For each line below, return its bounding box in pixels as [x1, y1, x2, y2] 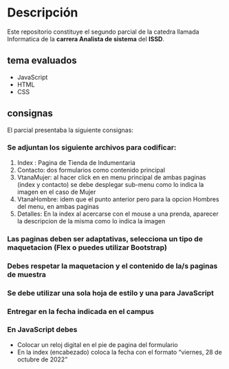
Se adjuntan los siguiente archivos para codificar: [7, 143, 177, 153]
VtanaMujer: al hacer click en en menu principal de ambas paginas [17, 173, 206, 181]
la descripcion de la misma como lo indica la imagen [17, 216, 166, 225]
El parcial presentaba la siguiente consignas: [7, 126, 134, 134]
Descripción [7, 5, 78, 21]
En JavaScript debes [7, 325, 78, 335]
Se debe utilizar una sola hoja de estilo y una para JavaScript [7, 288, 215, 298]
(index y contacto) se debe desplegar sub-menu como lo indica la [17, 180, 204, 188]
